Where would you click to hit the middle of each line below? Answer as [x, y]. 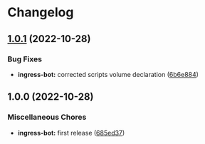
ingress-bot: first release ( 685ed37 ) [71, 133]
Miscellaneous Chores [47, 117]
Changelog [41, 12]
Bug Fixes [25, 59]
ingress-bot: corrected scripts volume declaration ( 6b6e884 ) [108, 74]
